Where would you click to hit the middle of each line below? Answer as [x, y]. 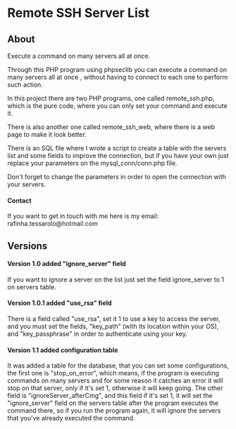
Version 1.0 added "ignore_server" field [67, 264]
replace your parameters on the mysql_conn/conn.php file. [92, 163]
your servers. [26, 184]
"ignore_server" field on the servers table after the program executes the [113, 403]
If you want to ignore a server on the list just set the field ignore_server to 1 [116, 279]
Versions [27, 246]
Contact [19, 200]
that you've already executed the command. [71, 418]
